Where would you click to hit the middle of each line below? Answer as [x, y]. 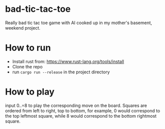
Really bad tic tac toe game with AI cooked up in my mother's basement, [79, 23]
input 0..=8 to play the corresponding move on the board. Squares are [76, 105]
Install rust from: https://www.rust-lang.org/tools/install [68, 61]
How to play [30, 92]
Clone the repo [27, 66]
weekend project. [23, 28]
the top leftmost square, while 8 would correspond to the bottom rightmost [81, 116]
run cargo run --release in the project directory [61, 72]
